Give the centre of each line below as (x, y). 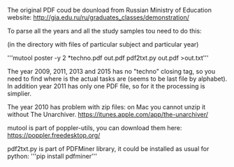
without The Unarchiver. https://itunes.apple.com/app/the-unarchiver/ (108, 114)
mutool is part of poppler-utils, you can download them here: (95, 128)
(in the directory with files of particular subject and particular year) (103, 44)
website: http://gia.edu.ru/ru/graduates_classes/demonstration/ (98, 17)
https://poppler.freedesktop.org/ (54, 135)
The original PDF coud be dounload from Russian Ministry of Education (109, 10)
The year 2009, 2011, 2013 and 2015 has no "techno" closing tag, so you (111, 71)
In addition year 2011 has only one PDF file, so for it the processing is (106, 86)
